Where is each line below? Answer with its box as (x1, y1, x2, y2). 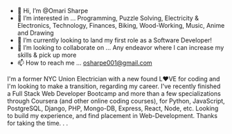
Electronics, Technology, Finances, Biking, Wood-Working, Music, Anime (17, 22, 225, 29)
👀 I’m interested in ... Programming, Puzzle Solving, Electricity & (17, 14, 199, 22)
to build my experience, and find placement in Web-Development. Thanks (7, 112, 218, 119)
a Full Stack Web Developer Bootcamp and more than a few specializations (7, 90, 222, 97)
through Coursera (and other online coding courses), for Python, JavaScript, (7, 97, 225, 105)
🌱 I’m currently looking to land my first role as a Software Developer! (17, 36, 213, 44)
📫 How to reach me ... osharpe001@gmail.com (17, 59, 152, 67)
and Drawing (17, 28, 54, 37)
